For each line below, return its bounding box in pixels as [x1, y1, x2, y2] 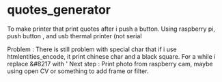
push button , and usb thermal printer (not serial [7, 31, 142, 40]
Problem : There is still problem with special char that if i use [7, 45, 178, 53]
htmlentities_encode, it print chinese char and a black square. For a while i [7, 52, 216, 60]
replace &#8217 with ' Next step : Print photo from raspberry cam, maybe [7, 59, 213, 68]
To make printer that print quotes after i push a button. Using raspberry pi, [7, 25, 215, 33]
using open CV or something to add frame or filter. [7, 67, 149, 75]
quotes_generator [7, 2, 111, 18]
